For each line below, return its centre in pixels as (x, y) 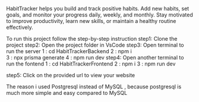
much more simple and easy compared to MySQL (67, 93)
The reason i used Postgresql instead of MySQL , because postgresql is (94, 87)
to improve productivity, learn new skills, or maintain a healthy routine (91, 21)
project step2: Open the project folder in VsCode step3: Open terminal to (95, 45)
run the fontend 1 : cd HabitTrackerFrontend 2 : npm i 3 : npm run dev (91, 64)
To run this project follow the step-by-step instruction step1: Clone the (92, 39)
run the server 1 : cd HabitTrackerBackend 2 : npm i (69, 51)
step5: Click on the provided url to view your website (71, 75)
